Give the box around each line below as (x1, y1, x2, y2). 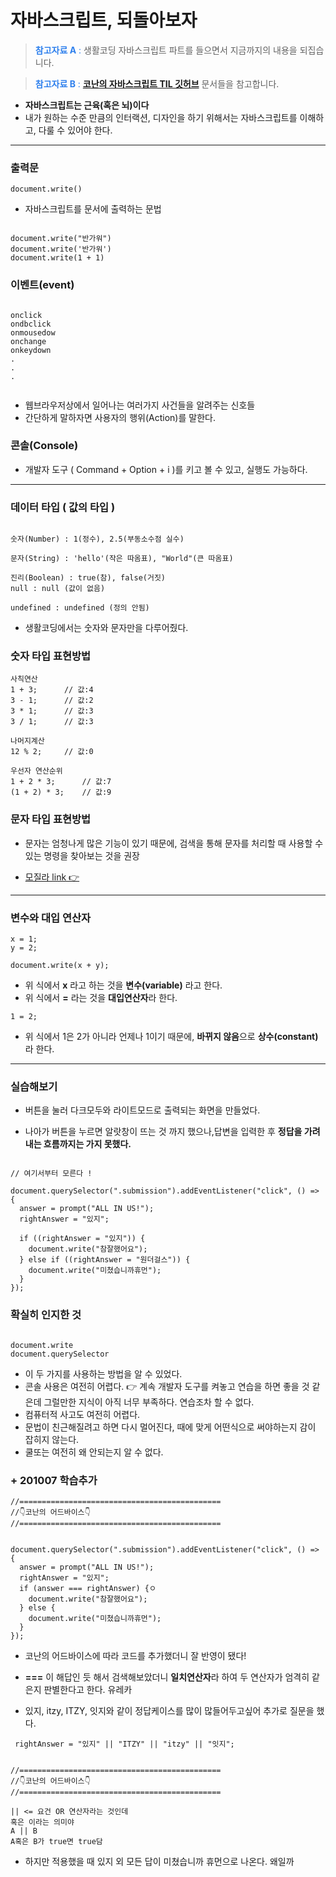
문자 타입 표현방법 (10, 812, 92, 826)
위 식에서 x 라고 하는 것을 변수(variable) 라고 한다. (24, 979, 223, 991)
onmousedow (10, 327, 56, 338)
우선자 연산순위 (10, 766, 63, 776)
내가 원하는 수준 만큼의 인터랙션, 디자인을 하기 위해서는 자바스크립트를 (24, 111, 298, 123)
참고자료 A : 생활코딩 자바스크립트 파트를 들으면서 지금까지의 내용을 (34, 44, 298, 56)
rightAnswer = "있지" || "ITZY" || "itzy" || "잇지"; (14, 1739, 235, 1749)
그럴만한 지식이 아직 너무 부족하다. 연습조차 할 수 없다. (43, 1396, 255, 1408)
